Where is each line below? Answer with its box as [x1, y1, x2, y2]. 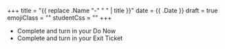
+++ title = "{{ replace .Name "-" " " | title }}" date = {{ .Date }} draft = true [7, 7, 218, 14]
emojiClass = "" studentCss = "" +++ [7, 14, 112, 22]
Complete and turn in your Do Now [17, 27, 116, 35]
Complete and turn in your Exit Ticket [17, 34, 123, 42]
